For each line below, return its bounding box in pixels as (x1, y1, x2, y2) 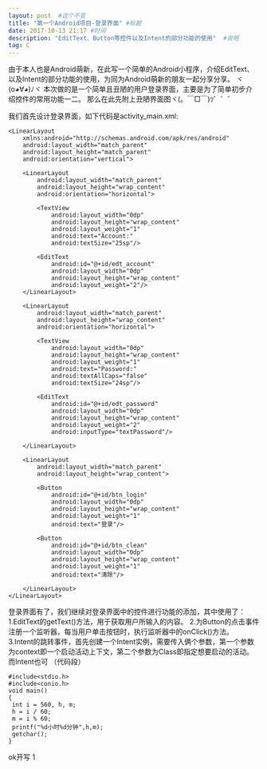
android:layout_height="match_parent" (22, 149, 151, 157)
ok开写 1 (8, 752, 36, 762)
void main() (8, 687, 48, 695)
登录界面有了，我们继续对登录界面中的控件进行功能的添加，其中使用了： (8, 607, 245, 616)
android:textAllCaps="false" (50, 373, 148, 381)
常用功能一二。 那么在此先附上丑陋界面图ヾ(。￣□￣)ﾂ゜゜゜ (35, 94, 235, 104)
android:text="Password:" (50, 365, 137, 373)
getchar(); (11, 731, 48, 739)
